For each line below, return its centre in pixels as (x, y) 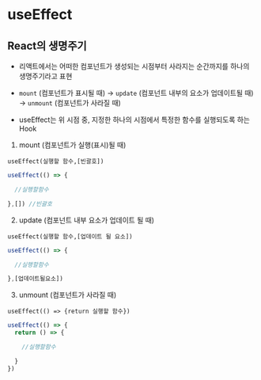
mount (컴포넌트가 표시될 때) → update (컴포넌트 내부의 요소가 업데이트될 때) (136, 93)
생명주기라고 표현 (45, 76)
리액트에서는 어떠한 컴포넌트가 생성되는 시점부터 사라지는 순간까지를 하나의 (134, 66)
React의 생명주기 (47, 46)
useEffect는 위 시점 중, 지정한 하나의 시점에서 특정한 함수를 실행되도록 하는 (134, 120)
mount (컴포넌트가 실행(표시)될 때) (72, 145)
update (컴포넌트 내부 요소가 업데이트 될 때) (87, 220)
